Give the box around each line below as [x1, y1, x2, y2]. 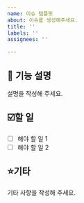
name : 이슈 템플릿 [7, 10, 53, 17]
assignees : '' [7, 36, 49, 43]
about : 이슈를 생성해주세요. [7, 17, 78, 24]
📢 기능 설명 [7, 70, 52, 81]
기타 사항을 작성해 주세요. [7, 188, 76, 197]
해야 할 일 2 [17, 143, 49, 152]
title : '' [7, 23, 36, 30]
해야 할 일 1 [17, 134, 48, 143]
